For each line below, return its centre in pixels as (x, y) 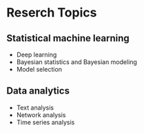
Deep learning (37, 54)
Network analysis (41, 114)
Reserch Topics (52, 13)
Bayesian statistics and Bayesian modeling (76, 62)
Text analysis (35, 108)
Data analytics (38, 91)
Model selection (39, 69)
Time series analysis (45, 122)
